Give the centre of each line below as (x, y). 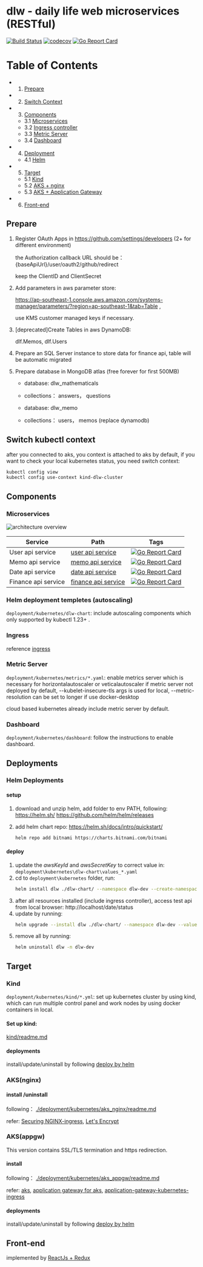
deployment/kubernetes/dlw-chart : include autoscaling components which (99, 613)
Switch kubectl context (51, 440)
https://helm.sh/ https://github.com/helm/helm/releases (85, 815)
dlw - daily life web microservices (93, 11)
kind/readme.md (27, 1037)
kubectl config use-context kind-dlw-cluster (65, 478)
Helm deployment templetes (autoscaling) (70, 600)
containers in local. (30, 1010)
